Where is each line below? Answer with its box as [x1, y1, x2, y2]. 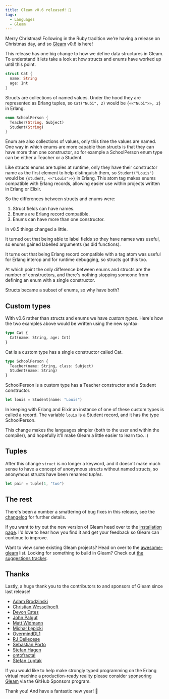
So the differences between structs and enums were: [5, 196, 116, 202]
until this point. [5, 61, 36, 67]
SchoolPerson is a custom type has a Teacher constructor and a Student [5, 382, 156, 388]
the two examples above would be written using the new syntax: [5, 320, 139, 327]
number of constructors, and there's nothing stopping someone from [5, 272, 149, 278]
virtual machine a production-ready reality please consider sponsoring [5, 673, 152, 679]
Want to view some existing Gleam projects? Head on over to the [5, 544, 140, 550]
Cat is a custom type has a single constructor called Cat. [5, 349, 123, 355]
